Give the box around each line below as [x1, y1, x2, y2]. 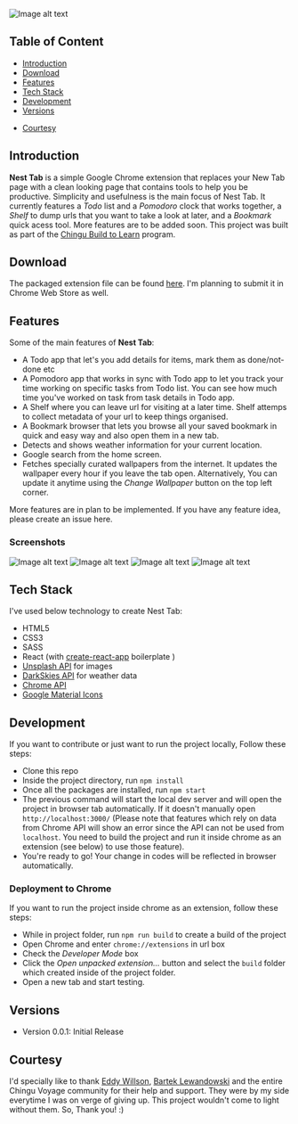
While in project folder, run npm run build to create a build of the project [21, 930, 286, 940]
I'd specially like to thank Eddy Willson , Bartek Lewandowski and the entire [9, 1076, 283, 1087]
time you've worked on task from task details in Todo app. [21, 392, 236, 403]
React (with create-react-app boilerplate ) [21, 652, 176, 662]
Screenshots [9, 536, 66, 548]
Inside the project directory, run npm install [21, 775, 184, 786]
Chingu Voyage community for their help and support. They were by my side [9, 1086, 290, 1096]
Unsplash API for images [21, 660, 113, 672]
